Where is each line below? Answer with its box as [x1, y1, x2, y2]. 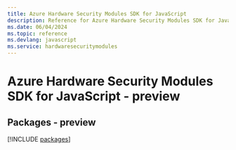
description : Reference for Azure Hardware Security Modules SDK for [7, 17, 216, 24]
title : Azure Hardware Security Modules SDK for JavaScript [7, 10, 188, 18]
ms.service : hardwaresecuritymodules [7, 43, 118, 50]
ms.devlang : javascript [7, 37, 77, 44]
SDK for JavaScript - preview [7, 89, 181, 104]
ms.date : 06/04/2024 [7, 23, 68, 30]
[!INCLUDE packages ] [7, 135, 71, 143]
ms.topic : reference [7, 30, 68, 37]
